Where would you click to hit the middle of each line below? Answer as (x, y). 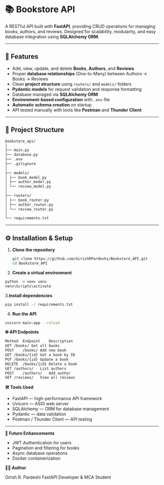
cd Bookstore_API (30, 263)
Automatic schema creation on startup (52, 105)
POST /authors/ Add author (38, 373)
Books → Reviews (30, 79)
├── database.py (21, 155)
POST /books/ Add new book (36, 350)
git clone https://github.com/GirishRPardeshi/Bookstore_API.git (80, 259)
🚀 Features (22, 57)
